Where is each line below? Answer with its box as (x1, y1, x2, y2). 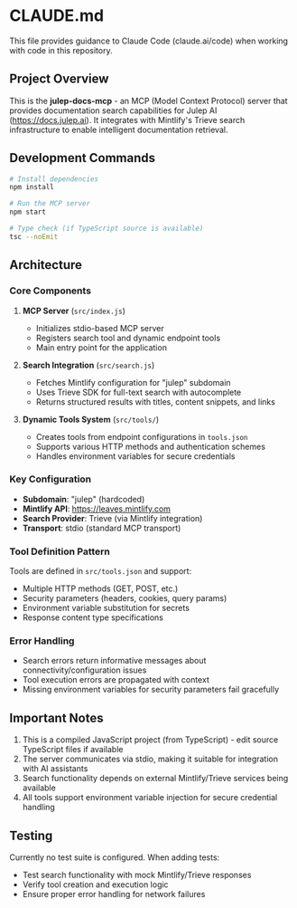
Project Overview (9, 72, 109, 87)
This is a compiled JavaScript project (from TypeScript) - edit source (22, 734, 279, 745)
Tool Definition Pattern (9, 545, 111, 558)
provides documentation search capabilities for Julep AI (9, 105, 218, 116)
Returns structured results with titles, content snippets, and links (35, 396, 275, 407)
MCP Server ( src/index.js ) (22, 305, 126, 316)
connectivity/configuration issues (22, 664, 147, 675)
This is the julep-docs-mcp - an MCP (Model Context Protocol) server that (9, 95, 288, 106)
